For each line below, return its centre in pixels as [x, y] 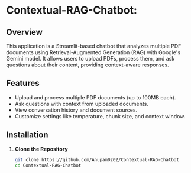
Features [23, 83]
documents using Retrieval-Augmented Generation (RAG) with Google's [93, 52]
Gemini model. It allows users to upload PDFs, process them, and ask [90, 59]
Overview [25, 32]
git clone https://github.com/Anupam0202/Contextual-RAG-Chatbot [97, 159]
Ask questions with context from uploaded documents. [82, 104]
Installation [27, 135]
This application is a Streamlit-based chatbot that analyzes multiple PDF [94, 46]
